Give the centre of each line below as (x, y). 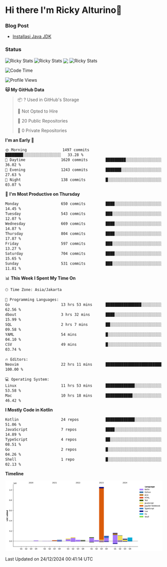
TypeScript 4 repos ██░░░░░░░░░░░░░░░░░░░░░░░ (83, 440)
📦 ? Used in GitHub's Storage (48, 100)
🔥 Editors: (17, 360)
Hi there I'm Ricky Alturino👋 (64, 10)
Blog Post (17, 26)
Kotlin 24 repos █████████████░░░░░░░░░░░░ (83, 420)
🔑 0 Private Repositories (42, 131)
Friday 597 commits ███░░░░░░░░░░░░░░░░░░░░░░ (83, 244)
